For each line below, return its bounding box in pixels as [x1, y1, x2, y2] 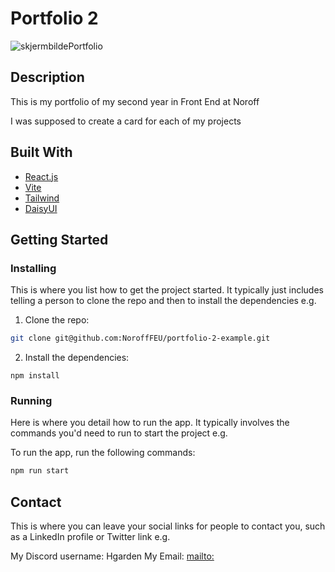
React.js [24, 170, 59, 182]
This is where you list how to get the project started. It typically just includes [10, 284, 324, 296]
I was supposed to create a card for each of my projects [10, 115, 242, 127]
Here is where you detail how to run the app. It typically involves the [10, 417, 290, 429]
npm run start [10, 466, 70, 476]
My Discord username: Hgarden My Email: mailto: [10, 550, 215, 562]
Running [10, 394, 53, 408]
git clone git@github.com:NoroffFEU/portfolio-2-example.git [10, 333, 271, 344]
